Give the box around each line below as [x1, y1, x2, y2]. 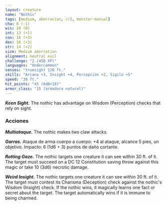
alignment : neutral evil [5, 53, 57, 59]
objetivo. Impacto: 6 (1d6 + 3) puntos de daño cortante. [5, 144, 119, 150]
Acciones [5, 118, 29, 125]
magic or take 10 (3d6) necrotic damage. [5, 164, 89, 170]
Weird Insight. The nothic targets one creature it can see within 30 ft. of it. [5, 174, 159, 180]
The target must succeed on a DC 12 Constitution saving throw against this [5, 159, 159, 165]
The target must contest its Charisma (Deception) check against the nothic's [5, 179, 162, 185]
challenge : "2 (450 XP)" [5, 58, 57, 63]
